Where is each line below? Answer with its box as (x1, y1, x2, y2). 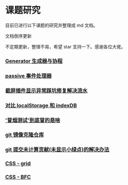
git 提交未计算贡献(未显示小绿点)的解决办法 (5, 146, 109, 153)
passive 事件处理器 (5, 72, 52, 79)
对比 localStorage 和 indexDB (5, 102, 77, 109)
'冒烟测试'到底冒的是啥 (5, 116, 60, 124)
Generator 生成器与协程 (5, 57, 63, 65)
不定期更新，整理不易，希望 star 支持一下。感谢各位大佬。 (5, 43, 126, 49)
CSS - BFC (5, 173, 31, 180)
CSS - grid (5, 160, 31, 167)
